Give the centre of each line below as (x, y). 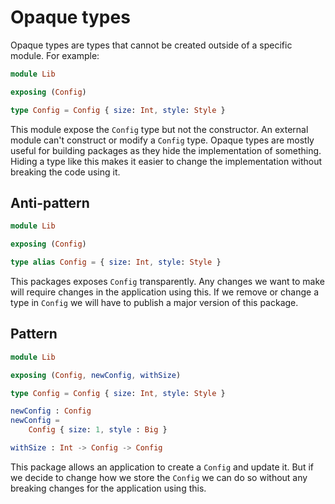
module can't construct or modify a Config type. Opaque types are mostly (162, 140)
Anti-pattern (50, 202)
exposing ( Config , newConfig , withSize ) (96, 375)
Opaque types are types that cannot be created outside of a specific (151, 45)
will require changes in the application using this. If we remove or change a (165, 292)
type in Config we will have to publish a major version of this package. (154, 302)
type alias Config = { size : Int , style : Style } (116, 262)
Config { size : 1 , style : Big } (98, 430)
